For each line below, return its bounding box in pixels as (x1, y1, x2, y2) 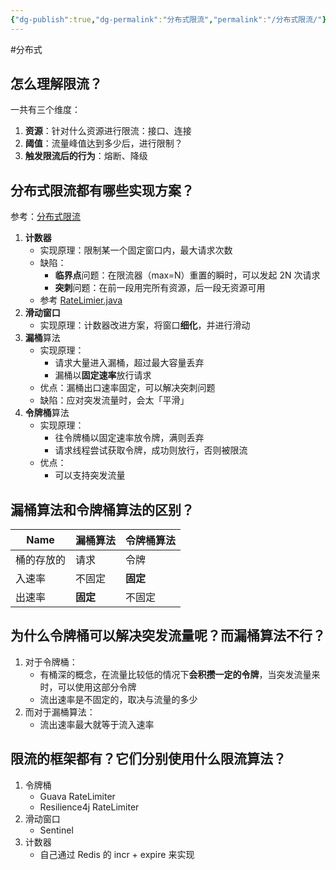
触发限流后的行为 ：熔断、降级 (24, 150, 148, 162)
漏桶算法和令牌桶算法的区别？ (10, 501, 195, 518)
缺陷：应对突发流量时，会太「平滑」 (39, 394, 190, 406)
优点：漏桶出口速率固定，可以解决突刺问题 (39, 382, 216, 394)
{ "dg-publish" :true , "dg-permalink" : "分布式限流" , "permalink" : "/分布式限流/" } (10, 14, 327, 25)
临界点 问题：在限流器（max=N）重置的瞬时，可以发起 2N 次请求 (54, 269, 321, 281)
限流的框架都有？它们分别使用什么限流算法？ (10, 751, 287, 768)
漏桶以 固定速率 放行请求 (54, 369, 152, 381)
